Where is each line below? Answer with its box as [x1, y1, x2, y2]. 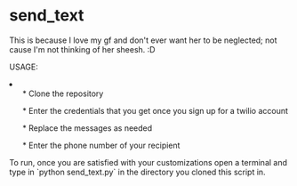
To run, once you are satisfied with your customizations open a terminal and [9, 157, 287, 167]
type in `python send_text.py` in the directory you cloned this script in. [9, 166, 266, 177]
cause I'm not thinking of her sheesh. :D [9, 44, 156, 54]
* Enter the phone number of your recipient [21, 140, 181, 150]
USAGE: [9, 61, 38, 72]
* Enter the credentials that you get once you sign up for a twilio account [21, 105, 289, 116]
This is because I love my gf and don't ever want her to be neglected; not [9, 35, 277, 45]
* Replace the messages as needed [21, 122, 153, 133]
